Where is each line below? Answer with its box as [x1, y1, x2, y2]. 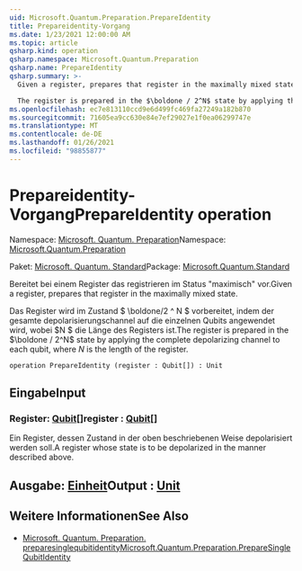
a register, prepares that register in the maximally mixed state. [9, 288, 238, 299]
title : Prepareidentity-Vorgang [9, 22, 130, 31]
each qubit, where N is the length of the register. [9, 343, 189, 354]
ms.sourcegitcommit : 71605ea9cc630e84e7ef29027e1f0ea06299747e [9, 113, 252, 122]
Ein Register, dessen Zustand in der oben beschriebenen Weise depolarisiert [9, 433, 293, 443]
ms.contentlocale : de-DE [9, 129, 102, 139]
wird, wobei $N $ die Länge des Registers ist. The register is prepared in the [9, 325, 289, 335]
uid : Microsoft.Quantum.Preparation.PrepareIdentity [9, 13, 211, 22]
